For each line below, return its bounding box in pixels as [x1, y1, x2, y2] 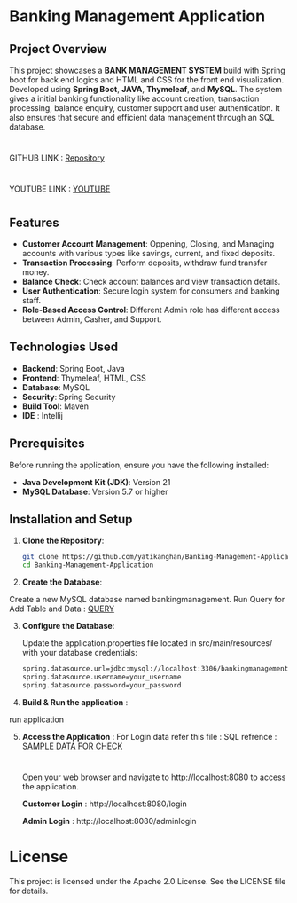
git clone [21, 553, 59, 561]
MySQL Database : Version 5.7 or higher [21, 486, 168, 497]
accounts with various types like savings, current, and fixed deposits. [21, 247, 276, 258]
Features [9, 215, 59, 230]
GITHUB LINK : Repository [9, 153, 105, 163]
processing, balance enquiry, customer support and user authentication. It [9, 103, 281, 113]
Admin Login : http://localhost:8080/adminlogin [21, 815, 197, 826]
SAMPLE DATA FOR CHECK [21, 741, 123, 751]
